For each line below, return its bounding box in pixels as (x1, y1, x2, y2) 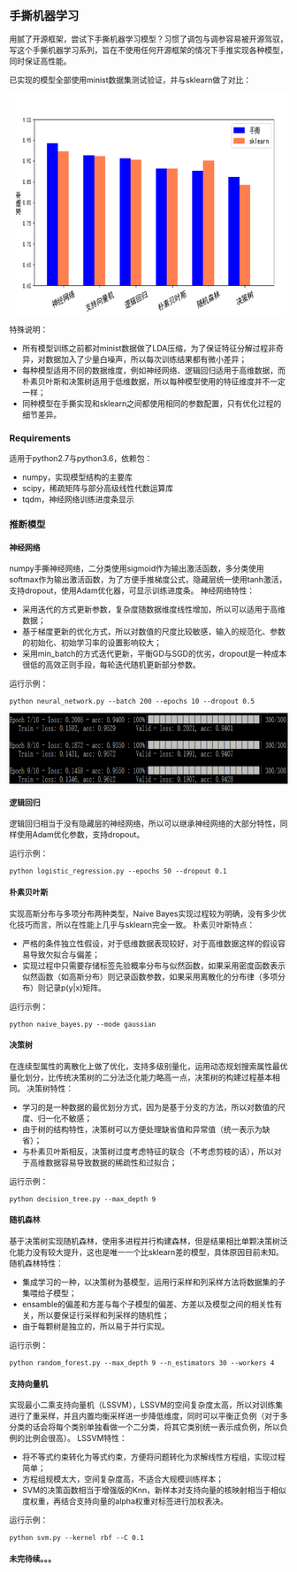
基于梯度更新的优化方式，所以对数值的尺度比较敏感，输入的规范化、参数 (21, 627, 286, 637)
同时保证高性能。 (9, 56, 72, 66)
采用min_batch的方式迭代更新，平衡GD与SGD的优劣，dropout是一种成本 (21, 649, 287, 659)
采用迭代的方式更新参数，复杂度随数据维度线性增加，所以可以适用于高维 (21, 605, 286, 615)
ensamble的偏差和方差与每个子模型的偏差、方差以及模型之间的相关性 (21, 1299, 275, 1310)
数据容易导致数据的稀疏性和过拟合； (45, 1157, 178, 1167)
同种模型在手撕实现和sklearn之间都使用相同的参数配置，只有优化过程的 (21, 397, 282, 409)
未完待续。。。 (9, 1553, 56, 1564)
